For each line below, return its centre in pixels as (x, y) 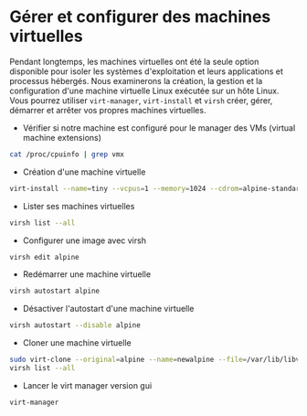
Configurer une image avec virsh (84, 240)
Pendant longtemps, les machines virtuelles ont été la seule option (134, 61)
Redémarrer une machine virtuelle (87, 274)
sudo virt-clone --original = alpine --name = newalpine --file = (128, 360)
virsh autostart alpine (55, 291)
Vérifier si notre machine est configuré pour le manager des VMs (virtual (159, 128)
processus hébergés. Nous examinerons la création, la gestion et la (136, 80)
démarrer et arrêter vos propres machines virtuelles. (108, 110)
